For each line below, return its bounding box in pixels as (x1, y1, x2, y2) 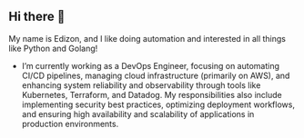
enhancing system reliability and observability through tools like (21, 79, 261, 91)
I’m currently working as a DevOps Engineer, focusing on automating (21, 60, 279, 71)
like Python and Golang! (8, 43, 98, 54)
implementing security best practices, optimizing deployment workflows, (21, 99, 295, 110)
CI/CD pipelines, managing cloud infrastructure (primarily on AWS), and (21, 70, 290, 81)
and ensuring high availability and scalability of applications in (21, 108, 255, 119)
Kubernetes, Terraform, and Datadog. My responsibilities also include (21, 89, 283, 100)
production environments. (21, 118, 119, 129)
